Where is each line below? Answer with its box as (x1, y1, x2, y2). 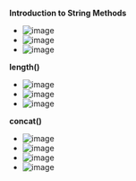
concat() (9, 116, 42, 126)
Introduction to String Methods (9, 8, 127, 18)
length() (9, 62, 40, 72)
